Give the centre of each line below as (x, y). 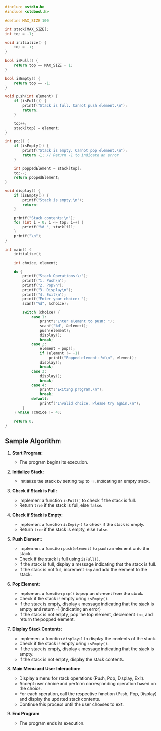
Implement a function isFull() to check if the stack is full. (78, 500)
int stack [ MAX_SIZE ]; (27, 29)
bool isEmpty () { (23, 78)
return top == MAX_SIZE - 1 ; (43, 65)
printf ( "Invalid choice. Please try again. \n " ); (90, 403)
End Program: (26, 714)
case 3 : (39, 371)
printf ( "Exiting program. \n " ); (72, 390)
